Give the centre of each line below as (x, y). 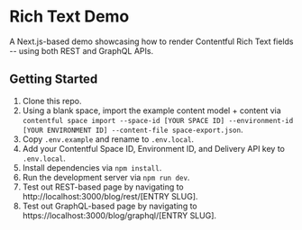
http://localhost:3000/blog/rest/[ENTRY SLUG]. (110, 196)
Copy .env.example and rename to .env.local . (108, 139)
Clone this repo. (52, 101)
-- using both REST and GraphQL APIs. (82, 50)
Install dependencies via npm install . (92, 167)
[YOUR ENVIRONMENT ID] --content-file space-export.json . (133, 129)
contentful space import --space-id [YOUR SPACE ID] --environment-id (158, 120)
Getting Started (54, 80)
